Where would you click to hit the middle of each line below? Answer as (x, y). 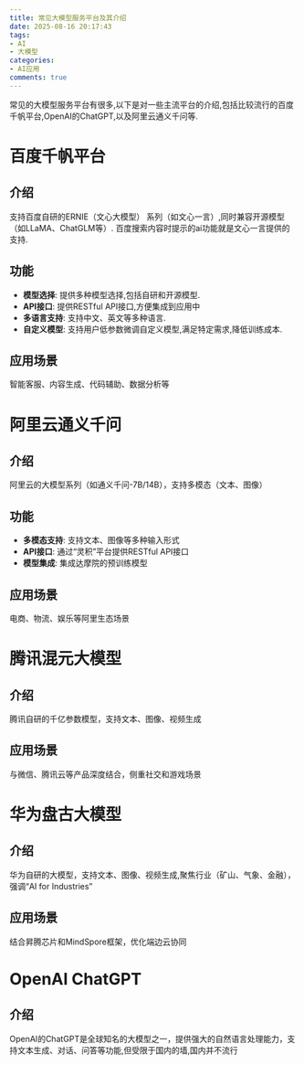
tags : (20, 35)
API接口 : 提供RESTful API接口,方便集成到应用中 (111, 306)
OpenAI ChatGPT (76, 979)
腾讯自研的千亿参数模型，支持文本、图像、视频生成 (105, 719)
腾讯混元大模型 (66, 659)
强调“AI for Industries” (51, 886)
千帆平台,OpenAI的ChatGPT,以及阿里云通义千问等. (104, 116)
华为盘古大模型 (66, 815)
